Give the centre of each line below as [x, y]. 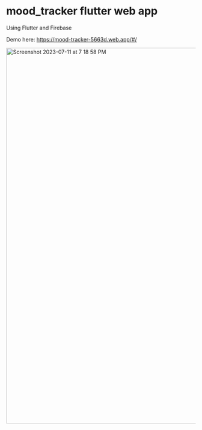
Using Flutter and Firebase [39, 28]
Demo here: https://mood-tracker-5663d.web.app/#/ [72, 39]
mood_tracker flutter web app [82, 11]
